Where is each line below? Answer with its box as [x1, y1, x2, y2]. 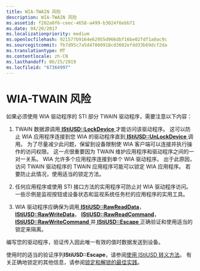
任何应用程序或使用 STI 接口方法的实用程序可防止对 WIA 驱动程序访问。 [14, 183, 192, 190]
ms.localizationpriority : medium [6, 31, 90, 37]
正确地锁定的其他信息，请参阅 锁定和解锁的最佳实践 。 [11, 258, 143, 266]
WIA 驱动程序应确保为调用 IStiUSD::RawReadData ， [14, 203, 145, 211]
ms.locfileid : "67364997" [6, 64, 71, 71]
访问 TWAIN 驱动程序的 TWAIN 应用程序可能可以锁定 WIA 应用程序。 [14, 163, 184, 170]
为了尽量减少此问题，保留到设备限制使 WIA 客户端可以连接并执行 [26, 141, 187, 148]
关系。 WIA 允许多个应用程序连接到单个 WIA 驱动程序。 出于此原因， [25, 156, 195, 163]
